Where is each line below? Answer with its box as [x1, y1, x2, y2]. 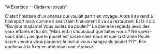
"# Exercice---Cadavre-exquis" [5, 4, 68, 10]
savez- [138, 29, 152, 34]
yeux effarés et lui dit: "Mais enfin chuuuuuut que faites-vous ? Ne [5, 29, 137, 34]
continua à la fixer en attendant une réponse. [5, 44, 94, 49]
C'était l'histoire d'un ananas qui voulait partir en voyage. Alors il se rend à [5, 13, 153, 19]
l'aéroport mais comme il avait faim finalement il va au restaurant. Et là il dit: [5, 19, 156, 24]
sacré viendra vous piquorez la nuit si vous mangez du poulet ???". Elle [5, 39, 146, 44]
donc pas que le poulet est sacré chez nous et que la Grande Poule [15, 33, 150, 39]
